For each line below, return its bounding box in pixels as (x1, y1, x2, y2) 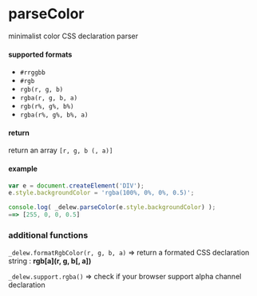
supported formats (8, 49, 73, 59)
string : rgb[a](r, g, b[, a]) (8, 256, 92, 266)
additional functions (8, 229, 89, 240)
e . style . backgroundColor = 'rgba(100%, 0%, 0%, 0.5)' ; (8, 189, 195, 197)
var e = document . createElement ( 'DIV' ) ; (8, 181, 145, 190)
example (8, 164, 38, 173)
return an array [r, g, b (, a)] (8, 145, 113, 156)
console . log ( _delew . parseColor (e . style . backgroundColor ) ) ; (8, 203, 216, 211)
